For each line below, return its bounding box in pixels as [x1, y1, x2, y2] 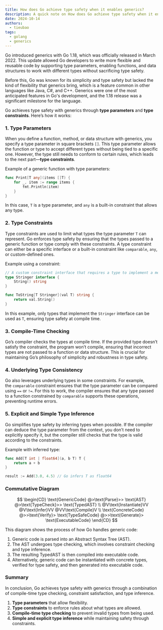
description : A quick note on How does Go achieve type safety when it [5, 12, 153, 17]
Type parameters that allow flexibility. [12, 600, 88, 606]
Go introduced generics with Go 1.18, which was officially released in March [5, 52, 156, 58]
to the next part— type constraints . [5, 156, 75, 162]
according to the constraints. [5, 437, 63, 443]
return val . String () [14, 297, 55, 302]
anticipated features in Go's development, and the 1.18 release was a [5, 93, 142, 98]
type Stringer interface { [5, 275, 60, 280]
